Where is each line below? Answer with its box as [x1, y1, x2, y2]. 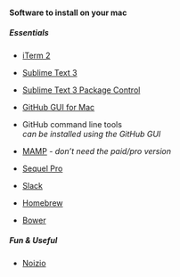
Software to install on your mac [9, 7, 127, 18]
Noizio [21, 257, 46, 268]
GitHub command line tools [21, 118, 123, 129]
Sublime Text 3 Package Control [21, 85, 141, 95]
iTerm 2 [21, 50, 51, 61]
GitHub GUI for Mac [21, 102, 95, 112]
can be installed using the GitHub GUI [21, 128, 161, 139]
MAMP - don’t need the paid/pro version [21, 145, 172, 156]
